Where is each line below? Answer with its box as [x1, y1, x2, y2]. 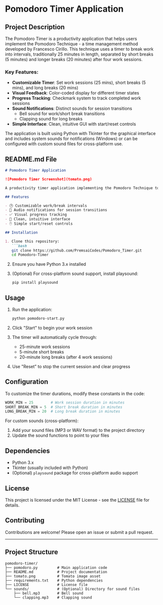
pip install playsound [12, 280, 58, 285]
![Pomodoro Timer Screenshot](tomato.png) [5, 176, 92, 181]
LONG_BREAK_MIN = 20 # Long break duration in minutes [5, 409, 120, 414]
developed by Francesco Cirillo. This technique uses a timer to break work [5, 46, 154, 52]
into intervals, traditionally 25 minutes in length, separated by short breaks [5, 51, 154, 57]
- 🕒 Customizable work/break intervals [5, 203, 87, 208]
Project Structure [5, 548, 58, 556]
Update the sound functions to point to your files [12, 432, 109, 438]
